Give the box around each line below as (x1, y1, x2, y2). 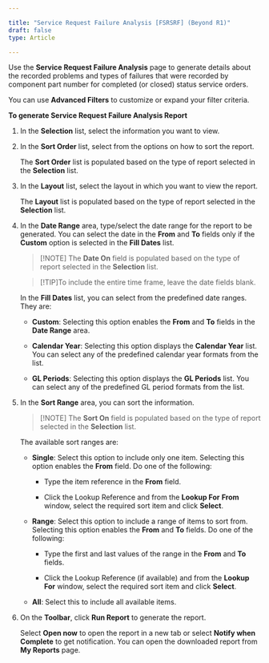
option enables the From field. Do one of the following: (31, 462, 212, 471)
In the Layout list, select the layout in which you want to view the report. (19, 181, 259, 191)
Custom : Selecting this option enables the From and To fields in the (31, 317, 255, 327)
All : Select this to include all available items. (31, 597, 177, 607)
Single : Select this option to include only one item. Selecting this (31, 453, 245, 463)
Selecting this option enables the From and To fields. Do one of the (31, 525, 254, 535)
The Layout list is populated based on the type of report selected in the (19, 197, 256, 207)
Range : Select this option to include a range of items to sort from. (31, 516, 248, 526)
